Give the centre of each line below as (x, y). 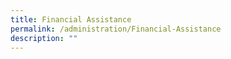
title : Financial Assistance (71, 19)
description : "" (44, 38)
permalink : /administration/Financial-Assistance (116, 29)
